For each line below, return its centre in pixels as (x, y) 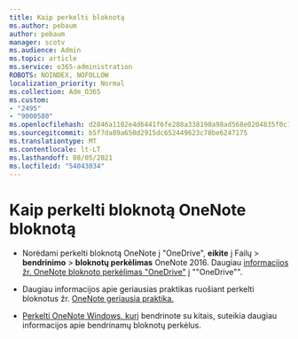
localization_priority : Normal (67, 83)
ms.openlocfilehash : (47, 125)
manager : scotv (37, 42)
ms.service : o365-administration (71, 67)
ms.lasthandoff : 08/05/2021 (61, 158)
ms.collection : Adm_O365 (55, 91)
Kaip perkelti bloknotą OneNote (128, 210)
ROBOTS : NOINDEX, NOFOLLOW (59, 75)
